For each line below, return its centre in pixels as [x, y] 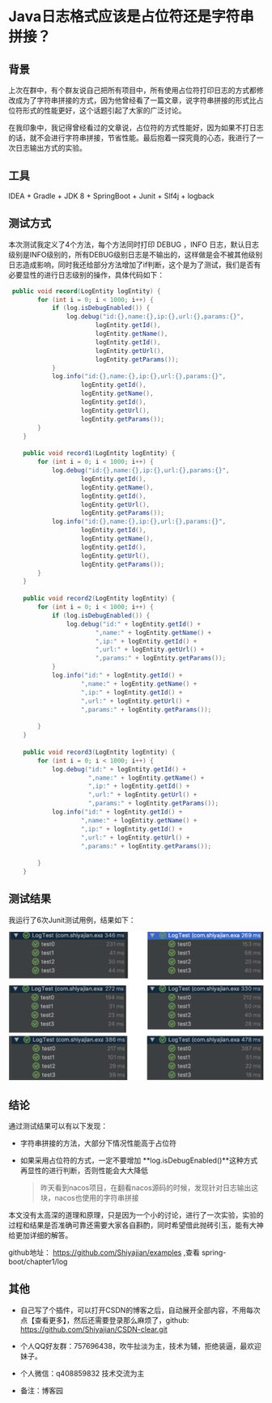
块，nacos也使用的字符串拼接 [89, 1197]
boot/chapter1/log [38, 1261]
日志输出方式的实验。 [51, 148]
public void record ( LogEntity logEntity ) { [86, 291]
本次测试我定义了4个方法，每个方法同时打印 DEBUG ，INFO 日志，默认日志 [134, 244]
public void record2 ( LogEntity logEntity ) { [99, 599]
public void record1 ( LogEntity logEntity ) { [99, 453]
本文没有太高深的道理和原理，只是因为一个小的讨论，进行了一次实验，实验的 [136, 1214]
